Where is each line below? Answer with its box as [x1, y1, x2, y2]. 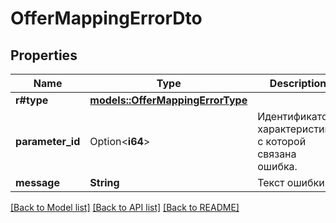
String [89, 176, 120, 189]
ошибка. [257, 160, 298, 173]
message [15, 176, 60, 189]
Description [269, 77, 327, 90]
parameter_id [15, 135, 81, 148]
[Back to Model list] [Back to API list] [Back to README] [10, 202, 240, 213]
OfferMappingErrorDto [10, 7, 203, 30]
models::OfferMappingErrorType [89, 93, 248, 107]
